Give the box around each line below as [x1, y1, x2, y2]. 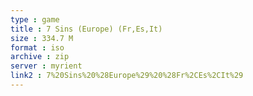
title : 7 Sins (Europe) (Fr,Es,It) [10, 24, 163, 34]
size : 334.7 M [10, 33, 74, 43]
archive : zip [10, 52, 70, 62]
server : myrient [10, 61, 83, 71]
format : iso [10, 42, 65, 53]
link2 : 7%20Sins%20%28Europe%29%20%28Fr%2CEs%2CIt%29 [10, 71, 244, 81]
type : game [10, 14, 60, 25]
